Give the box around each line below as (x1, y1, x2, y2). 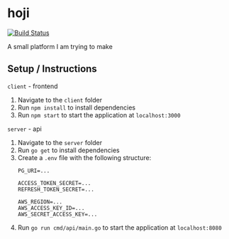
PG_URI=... (17, 167, 50, 174)
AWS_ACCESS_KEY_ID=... (17, 204, 85, 211)
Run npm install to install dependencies (17, 103, 136, 112)
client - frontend (7, 82, 58, 90)
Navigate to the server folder (17, 138, 103, 147)
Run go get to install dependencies (17, 146, 120, 154)
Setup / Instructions (7, 63, 97, 75)
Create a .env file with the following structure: (17, 153, 152, 161)
